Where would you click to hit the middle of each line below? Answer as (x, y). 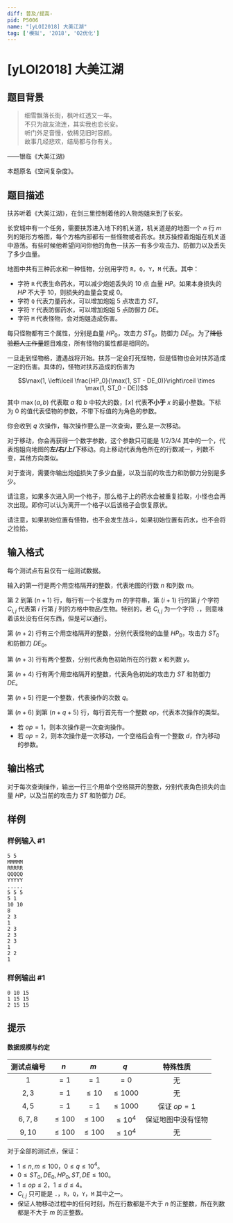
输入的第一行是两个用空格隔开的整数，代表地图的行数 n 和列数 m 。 (102, 585)
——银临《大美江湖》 (37, 157)
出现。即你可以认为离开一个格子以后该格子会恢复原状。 (92, 504)
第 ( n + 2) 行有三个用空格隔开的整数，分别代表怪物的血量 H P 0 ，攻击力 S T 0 (113, 634)
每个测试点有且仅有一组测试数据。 (56, 570)
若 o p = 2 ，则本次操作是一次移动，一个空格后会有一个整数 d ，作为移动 (119, 736)
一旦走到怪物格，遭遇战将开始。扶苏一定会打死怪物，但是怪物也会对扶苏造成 (116, 358)
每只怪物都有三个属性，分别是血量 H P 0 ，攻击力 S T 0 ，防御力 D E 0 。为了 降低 (115, 334)
